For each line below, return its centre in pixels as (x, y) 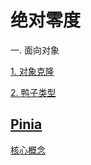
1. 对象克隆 (32, 71)
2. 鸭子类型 (33, 92)
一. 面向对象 (35, 50)
